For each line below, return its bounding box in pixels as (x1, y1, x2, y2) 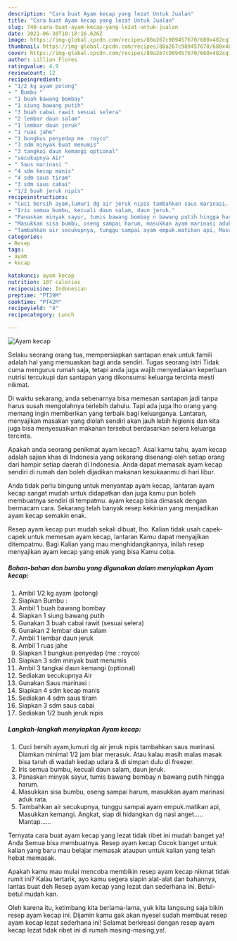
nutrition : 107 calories (8, 278, 81, 285)
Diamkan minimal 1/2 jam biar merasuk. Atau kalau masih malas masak (18, 750, 222, 758)
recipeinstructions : (8, 194, 69, 201)
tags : (8, 246, 24, 254)
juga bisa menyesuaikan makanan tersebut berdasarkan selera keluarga (8, 424, 217, 432)
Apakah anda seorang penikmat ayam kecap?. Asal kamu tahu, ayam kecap (8, 445, 227, 453)
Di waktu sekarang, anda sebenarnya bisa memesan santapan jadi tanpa (8, 394, 219, 402)
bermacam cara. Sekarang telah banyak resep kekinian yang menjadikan (8, 504, 219, 512)
